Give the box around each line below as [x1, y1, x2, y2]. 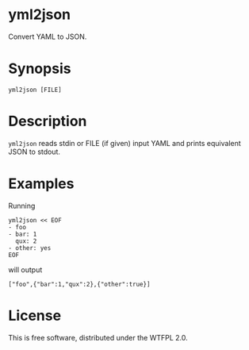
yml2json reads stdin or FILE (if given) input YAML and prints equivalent [8, 138, 242, 148]
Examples [8, 175, 75, 192]
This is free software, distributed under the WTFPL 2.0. [8, 333, 188, 342]
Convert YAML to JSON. [8, 32, 87, 41]
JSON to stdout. [8, 147, 61, 156]
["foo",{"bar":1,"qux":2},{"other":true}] [8, 280, 151, 288]
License [8, 306, 62, 325]
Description [8, 113, 87, 130]
